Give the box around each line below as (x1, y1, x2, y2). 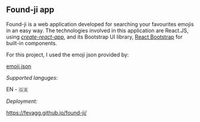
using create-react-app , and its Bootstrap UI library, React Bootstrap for (6, 33, 183, 40)
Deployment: (6, 98, 37, 105)
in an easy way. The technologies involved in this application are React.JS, (6, 27, 189, 34)
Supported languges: (6, 74, 58, 81)
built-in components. (6, 39, 58, 46)
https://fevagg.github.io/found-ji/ (6, 109, 87, 116)
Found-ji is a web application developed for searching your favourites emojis (6, 20, 194, 27)
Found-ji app (6, 5, 55, 15)
